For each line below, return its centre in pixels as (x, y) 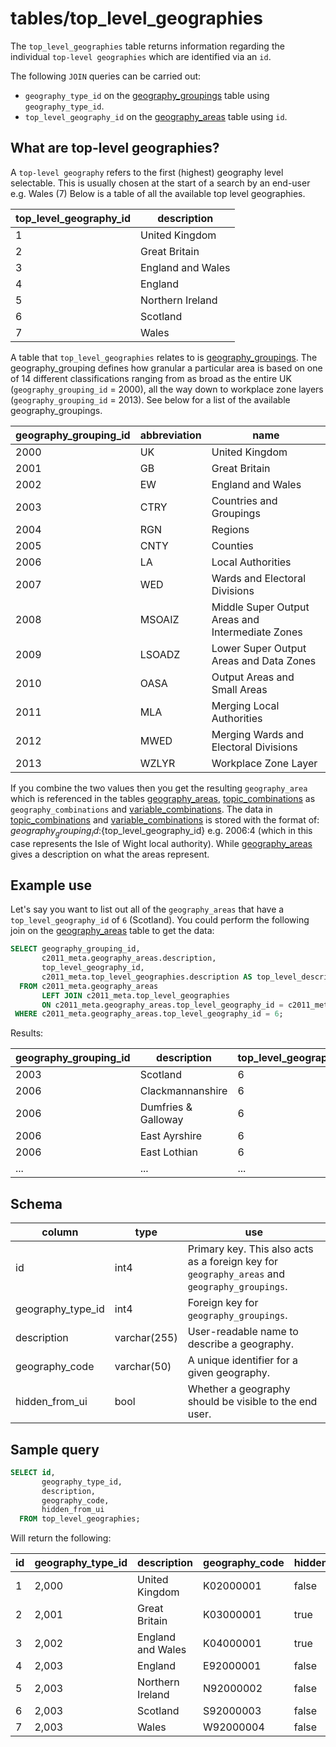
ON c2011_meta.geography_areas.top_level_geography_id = (162, 1005)
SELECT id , (33, 1472)
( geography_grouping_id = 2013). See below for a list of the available (150, 399)
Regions (230, 529)
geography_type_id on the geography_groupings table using (147, 95)
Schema (36, 1203)
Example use (51, 885)
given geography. (228, 1373)
